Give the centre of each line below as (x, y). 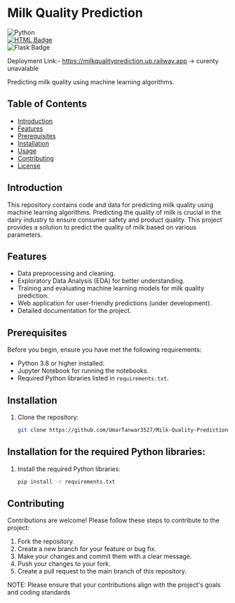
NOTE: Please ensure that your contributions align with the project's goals (114, 585)
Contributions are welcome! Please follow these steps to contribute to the (113, 520)
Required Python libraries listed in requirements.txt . (93, 378)
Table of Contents (47, 104)
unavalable (23, 68)
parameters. (25, 234)
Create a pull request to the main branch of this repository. (102, 571)
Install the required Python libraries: (69, 469)
